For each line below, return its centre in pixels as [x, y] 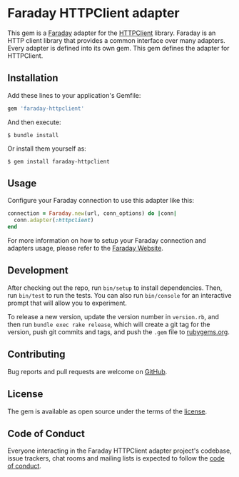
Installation [33, 78]
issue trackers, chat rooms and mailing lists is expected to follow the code [116, 458]
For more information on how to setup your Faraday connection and [107, 241]
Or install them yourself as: [47, 149]
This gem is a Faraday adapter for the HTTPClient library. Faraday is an [112, 33]
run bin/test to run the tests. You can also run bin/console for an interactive [119, 295]
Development [38, 270]
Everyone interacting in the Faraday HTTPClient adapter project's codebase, [119, 451]
